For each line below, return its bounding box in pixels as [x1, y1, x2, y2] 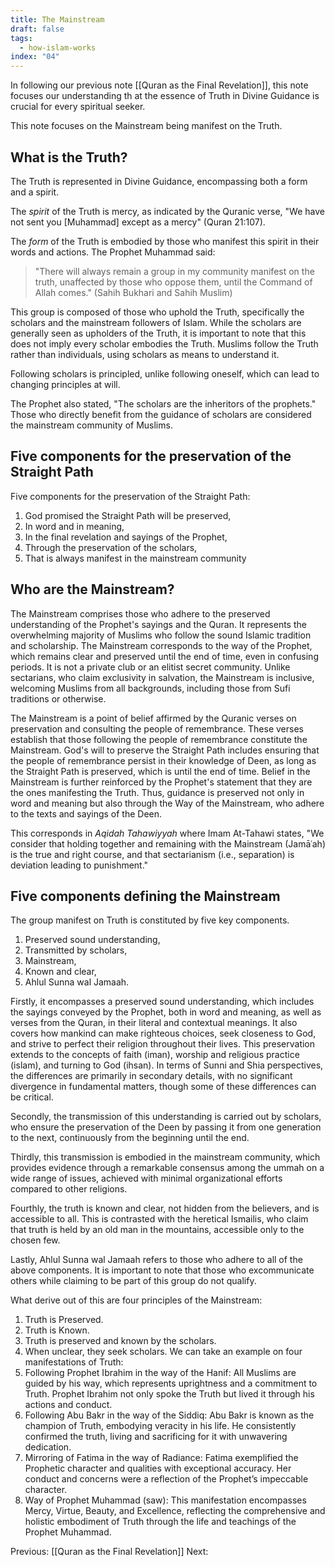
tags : [10, 33, 33, 43]
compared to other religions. [10, 1183, 128, 1195]
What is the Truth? [10, 149, 128, 166]
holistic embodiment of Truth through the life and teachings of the [24, 1516, 297, 1528]
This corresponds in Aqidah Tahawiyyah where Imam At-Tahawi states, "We [10, 827, 325, 839]
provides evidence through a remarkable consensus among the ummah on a [10, 1162, 325, 1174]
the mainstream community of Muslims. [10, 419, 173, 431]
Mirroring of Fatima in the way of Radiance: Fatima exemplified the [24, 1452, 299, 1464]
